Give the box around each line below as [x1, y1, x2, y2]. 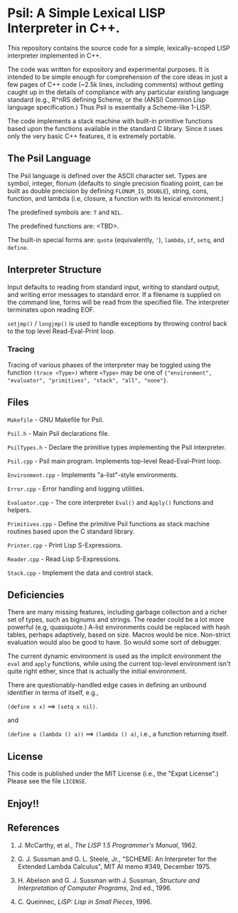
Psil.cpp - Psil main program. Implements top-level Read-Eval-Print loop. [7, 456, 222, 465]
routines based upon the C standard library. [7, 527, 135, 536]
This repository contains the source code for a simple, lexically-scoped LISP [7, 43, 231, 52]
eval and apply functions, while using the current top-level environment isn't [7, 659, 231, 668]
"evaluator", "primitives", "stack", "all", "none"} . [7, 375, 168, 384]
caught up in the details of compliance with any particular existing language [7, 88, 229, 96]
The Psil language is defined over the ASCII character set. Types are [7, 171, 207, 179]
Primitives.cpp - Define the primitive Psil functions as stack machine [7, 519, 210, 528]
